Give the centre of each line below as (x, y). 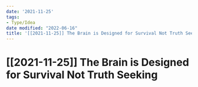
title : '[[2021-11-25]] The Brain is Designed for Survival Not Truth (95, 34)
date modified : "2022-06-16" (42, 28)
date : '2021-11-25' (30, 11)
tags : (13, 17)
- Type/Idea (21, 22)
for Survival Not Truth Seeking (82, 75)
